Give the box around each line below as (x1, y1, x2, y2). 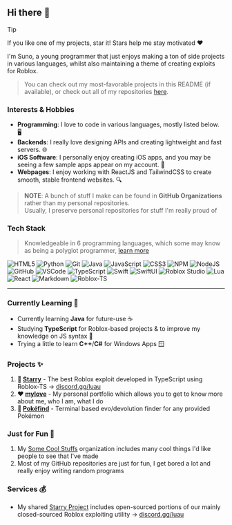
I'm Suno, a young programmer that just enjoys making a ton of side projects (7, 52, 225, 60)
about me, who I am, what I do (17, 397, 104, 405)
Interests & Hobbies (7, 104, 75, 114)
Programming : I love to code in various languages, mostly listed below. (17, 120, 220, 128)
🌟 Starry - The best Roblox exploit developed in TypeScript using (17, 375, 203, 383)
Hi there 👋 (7, 7, 50, 19)
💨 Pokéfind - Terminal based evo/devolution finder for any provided (17, 405, 211, 412)
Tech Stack (7, 224, 46, 233)
